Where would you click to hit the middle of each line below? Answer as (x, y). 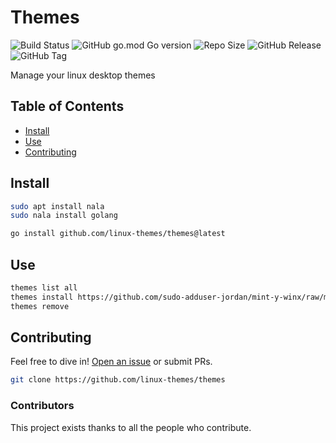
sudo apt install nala (57, 206)
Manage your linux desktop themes (83, 75)
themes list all (44, 288)
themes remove (40, 306)
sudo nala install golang (64, 216)
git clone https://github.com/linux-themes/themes (118, 380)
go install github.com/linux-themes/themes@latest (118, 234)
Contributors (42, 406)
